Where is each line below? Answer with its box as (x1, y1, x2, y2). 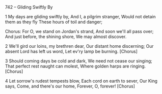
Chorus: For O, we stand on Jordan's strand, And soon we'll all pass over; (5, 29, 154, 34)
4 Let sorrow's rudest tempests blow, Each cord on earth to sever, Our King (5, 78, 158, 84)
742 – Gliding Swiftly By (5, 4, 53, 10)
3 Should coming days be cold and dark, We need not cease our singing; (5, 58, 152, 63)
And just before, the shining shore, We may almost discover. (5, 34, 127, 39)
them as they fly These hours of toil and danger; (5, 19, 103, 25)
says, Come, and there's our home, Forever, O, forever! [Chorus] (5, 83, 135, 89)
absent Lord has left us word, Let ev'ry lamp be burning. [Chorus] (5, 49, 138, 54)
